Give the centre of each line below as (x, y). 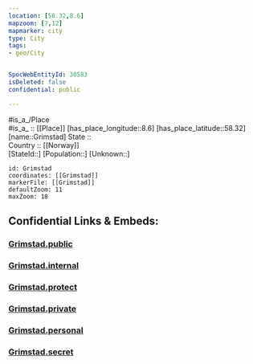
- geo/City (27, 53)
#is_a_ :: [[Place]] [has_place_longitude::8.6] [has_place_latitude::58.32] (127, 128)
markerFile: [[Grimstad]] (51, 182)
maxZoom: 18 (28, 196)
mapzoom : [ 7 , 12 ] (35, 23)
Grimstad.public (41, 243)
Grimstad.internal (43, 265)
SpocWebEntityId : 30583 (48, 75)
